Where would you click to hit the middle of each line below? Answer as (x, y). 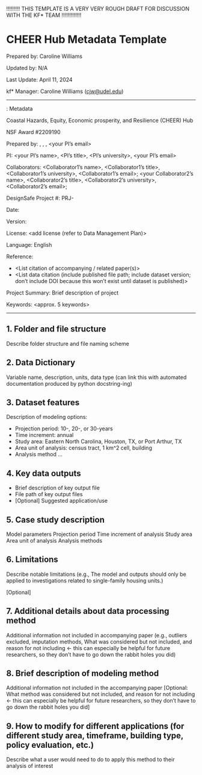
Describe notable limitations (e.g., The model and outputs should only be (96, 574)
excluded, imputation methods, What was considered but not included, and (99, 642)
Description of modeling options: (47, 417)
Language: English (29, 244)
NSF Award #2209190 (33, 132)
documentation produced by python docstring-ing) (69, 383)
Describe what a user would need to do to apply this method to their (90, 759)
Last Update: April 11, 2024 (40, 79)
